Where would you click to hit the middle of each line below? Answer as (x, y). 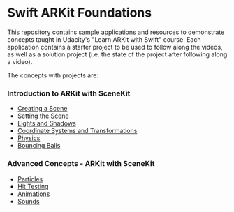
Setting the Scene (43, 116)
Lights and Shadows (47, 123)
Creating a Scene (42, 109)
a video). (20, 61)
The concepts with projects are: (53, 75)
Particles (30, 179)
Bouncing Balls (39, 146)
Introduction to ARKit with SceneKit (69, 93)
